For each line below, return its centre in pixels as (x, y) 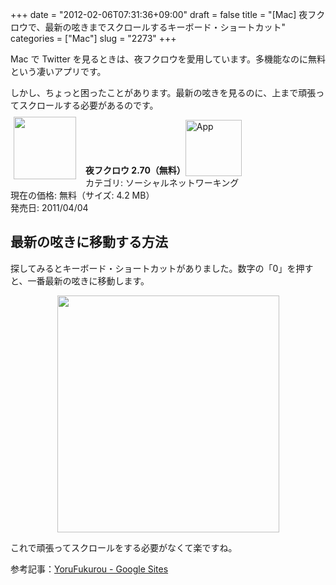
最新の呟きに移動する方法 (89, 242)
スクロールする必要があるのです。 (88, 105)
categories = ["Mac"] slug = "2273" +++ (93, 38)
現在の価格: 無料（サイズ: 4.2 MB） (82, 195)
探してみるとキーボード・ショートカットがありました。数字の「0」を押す (162, 268)
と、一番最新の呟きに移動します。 (80, 280)
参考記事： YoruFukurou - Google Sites (89, 569)
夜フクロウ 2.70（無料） (135, 170)
